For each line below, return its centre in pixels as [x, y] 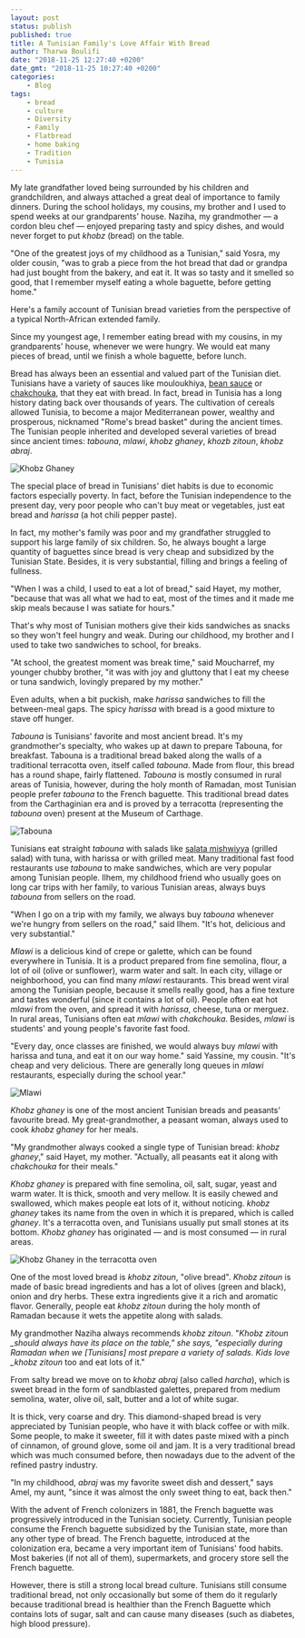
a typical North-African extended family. [86, 319]
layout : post [35, 18]
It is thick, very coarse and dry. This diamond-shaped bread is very [136, 1416]
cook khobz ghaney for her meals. [74, 1129]
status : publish [41, 26]
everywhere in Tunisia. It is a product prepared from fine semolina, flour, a [148, 961]
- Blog [39, 85]
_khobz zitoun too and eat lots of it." [78, 1362]
